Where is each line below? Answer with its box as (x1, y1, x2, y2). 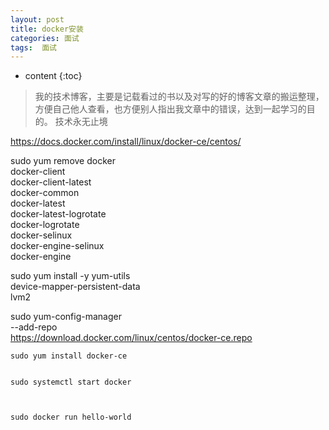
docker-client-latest (10, 176, 92, 188)
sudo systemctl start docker (10, 377, 132, 388)
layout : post (10, 14, 65, 25)
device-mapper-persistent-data (10, 281, 141, 293)
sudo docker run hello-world (10, 412, 132, 423)
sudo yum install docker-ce (10, 351, 128, 361)
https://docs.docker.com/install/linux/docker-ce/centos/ (10, 136, 242, 148)
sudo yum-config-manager (10, 311, 122, 323)
